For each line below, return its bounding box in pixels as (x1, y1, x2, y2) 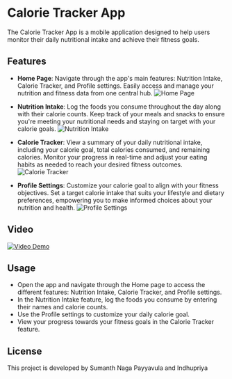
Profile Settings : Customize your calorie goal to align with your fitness (17, 181, 219, 189)
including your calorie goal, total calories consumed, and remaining (17, 145, 210, 154)
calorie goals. (17, 124, 57, 133)
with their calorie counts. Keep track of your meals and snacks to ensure (17, 109, 225, 118)
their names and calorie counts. (17, 303, 108, 311)
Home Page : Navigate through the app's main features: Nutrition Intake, (17, 74, 223, 82)
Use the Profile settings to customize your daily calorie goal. (17, 310, 190, 318)
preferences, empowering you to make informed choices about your (17, 196, 213, 204)
